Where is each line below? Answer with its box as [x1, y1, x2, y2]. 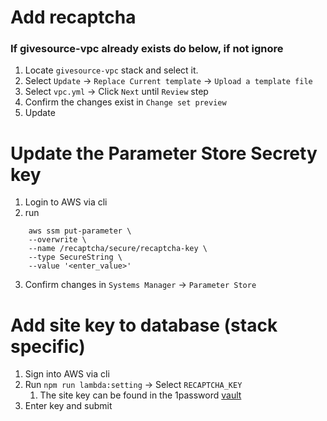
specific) [10, 335, 86, 358]
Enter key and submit [24, 400, 113, 412]
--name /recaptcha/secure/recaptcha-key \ [28, 244, 208, 254]
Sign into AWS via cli [24, 368, 110, 380]
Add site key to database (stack [10, 314, 278, 336]
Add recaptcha [10, 6, 137, 29]
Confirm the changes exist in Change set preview [24, 96, 227, 108]
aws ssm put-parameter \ [28, 226, 132, 236]
